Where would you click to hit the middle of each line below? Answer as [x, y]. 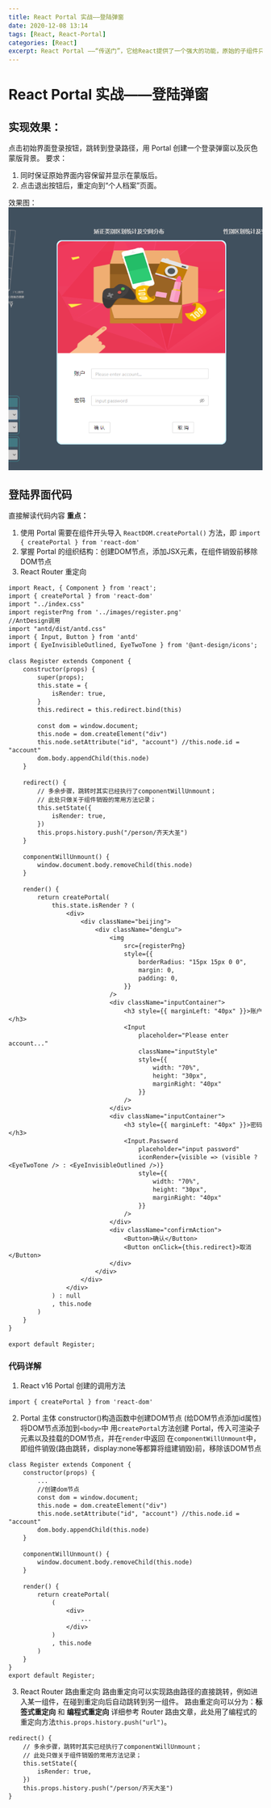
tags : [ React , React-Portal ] [57, 34]
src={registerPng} [154, 946]
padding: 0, [158, 979]
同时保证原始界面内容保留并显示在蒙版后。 [91, 176]
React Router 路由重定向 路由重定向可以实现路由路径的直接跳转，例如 [135, 1692]
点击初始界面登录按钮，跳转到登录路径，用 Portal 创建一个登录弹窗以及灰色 [133, 148]
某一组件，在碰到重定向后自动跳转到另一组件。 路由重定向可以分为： [141, 1701]
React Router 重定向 [53, 572]
